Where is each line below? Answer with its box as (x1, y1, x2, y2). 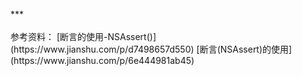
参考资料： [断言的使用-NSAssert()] (10, 31, 157, 42)
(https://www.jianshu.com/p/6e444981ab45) (10, 55, 195, 66)
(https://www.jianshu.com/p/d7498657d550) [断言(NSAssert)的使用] (10, 43, 293, 55)
